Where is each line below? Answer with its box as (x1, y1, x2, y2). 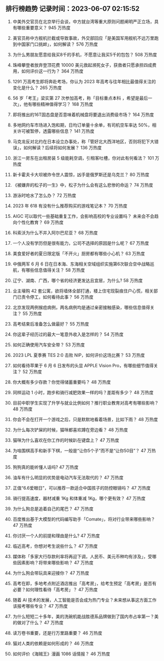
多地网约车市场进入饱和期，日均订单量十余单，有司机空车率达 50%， (12, 122, 152, 128)
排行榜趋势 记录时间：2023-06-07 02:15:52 (5, 4, 140, 13)
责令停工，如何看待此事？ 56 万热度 (21, 294, 94, 300)
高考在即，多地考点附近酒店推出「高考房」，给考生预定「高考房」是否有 (12, 580, 157, 586)
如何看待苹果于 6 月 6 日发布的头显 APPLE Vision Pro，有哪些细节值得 (12, 362, 154, 368)
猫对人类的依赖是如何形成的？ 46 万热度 (12, 640, 94, 646)
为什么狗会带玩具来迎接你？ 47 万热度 (12, 570, 90, 576)
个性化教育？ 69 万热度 (17, 219, 64, 225)
